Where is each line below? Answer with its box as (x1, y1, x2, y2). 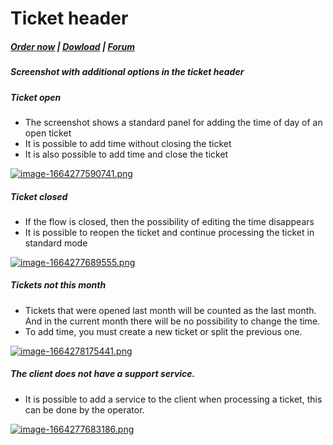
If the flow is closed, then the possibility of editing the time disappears (24, 215, 315, 227)
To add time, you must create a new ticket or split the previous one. (24, 325, 303, 337)
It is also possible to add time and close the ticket (24, 148, 229, 160)
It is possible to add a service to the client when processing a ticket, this (24, 393, 323, 405)
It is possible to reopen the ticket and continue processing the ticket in (24, 226, 315, 238)
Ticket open (10, 91, 62, 103)
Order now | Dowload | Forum (10, 40, 136, 52)
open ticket (24, 127, 72, 139)
